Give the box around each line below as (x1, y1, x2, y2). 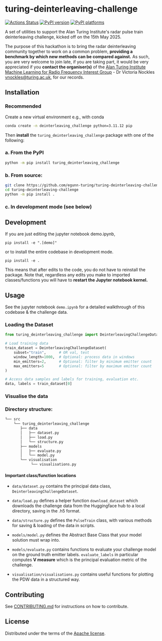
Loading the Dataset (5, 321, 54, 328)
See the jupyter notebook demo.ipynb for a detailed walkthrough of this (5, 304, 145, 310)
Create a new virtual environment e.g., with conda (5, 114, 105, 120)
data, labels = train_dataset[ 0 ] (5, 382, 72, 386)
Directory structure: (5, 406, 53, 413)
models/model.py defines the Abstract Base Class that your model (12, 532, 142, 538)
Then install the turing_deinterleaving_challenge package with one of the (5, 132, 154, 138)
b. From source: (5, 172, 43, 178)
